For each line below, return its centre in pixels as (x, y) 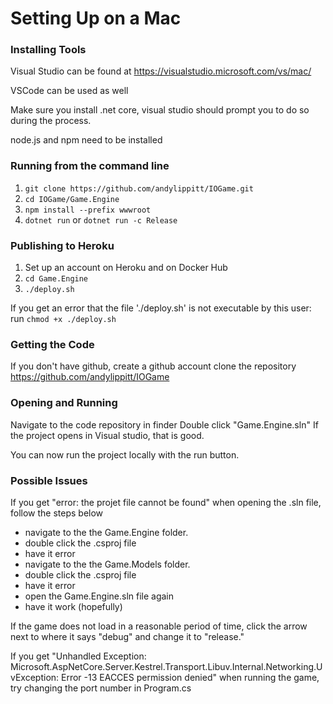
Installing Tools (48, 50)
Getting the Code (52, 344)
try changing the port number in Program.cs (101, 688)
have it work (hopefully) (73, 606)
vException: (35, 677)
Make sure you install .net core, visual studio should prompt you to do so (160, 110)
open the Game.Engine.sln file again (99, 596)
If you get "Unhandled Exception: (78, 656)
